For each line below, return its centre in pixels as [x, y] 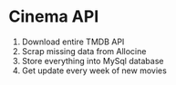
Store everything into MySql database [93, 61]
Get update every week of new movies [94, 71]
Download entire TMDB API [73, 42]
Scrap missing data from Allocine [84, 51]
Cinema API [54, 17]
